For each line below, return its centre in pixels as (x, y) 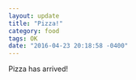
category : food (34, 31)
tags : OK (23, 38)
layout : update (34, 16)
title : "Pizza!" (36, 23)
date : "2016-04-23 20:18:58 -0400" (68, 46)
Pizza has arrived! (38, 69)
